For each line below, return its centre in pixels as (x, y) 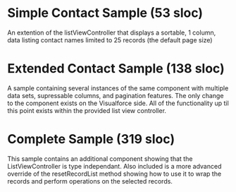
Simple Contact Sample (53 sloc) (105, 13)
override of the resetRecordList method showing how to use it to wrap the (114, 174)
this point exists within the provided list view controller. (87, 110)
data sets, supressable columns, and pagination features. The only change (116, 95)
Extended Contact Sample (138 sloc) (116, 69)
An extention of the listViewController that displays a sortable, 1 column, (112, 32)
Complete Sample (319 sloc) (91, 139)
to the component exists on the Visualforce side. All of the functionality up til (118, 103)
